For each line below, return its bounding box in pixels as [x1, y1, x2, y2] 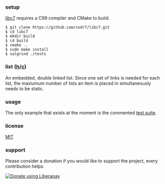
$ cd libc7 [5, 29, 28, 34]
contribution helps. [5, 163, 45, 169]
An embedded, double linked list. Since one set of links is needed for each [5, 75, 160, 81]
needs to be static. [5, 85, 44, 92]
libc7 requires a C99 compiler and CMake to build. [5, 15, 110, 21]
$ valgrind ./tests [5, 52, 47, 57]
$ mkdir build [5, 34, 35, 39]
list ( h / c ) [5, 63, 27, 70]
